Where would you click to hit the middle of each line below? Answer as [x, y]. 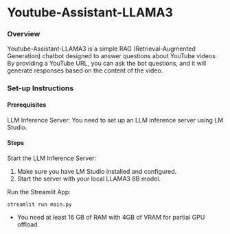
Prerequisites [27, 105]
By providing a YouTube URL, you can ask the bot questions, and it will [107, 64]
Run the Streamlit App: [39, 192]
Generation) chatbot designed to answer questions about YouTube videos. [112, 56]
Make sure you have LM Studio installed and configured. [97, 171]
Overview [24, 34]
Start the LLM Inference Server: [52, 158]
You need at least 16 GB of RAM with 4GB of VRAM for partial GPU [111, 217]
